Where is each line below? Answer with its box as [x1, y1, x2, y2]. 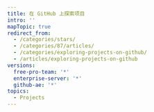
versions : [7, 62, 36, 69]
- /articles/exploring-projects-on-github [13, 56, 138, 63]
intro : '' [7, 17, 36, 24]
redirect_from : [7, 29, 51, 37]
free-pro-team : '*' [13, 68, 70, 75]
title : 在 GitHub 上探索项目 [7, 10, 85, 17]
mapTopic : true [7, 23, 51, 30]
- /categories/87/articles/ [13, 42, 95, 49]
